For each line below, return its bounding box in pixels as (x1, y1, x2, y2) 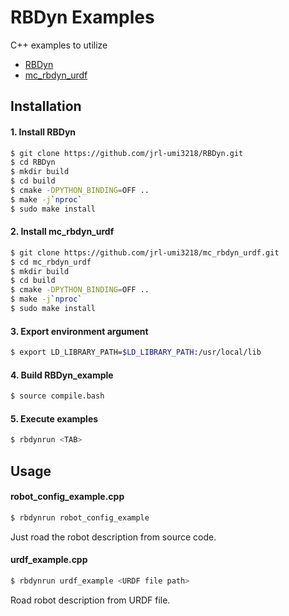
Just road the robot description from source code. (10, 531, 217, 543)
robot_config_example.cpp (10, 491, 125, 503)
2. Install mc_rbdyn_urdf (10, 226, 115, 238)
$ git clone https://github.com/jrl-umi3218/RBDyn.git (10, 148, 244, 158)
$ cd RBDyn (10, 157, 56, 168)
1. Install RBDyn (10, 126, 77, 138)
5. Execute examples (10, 412, 99, 425)
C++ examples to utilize (10, 39, 108, 51)
